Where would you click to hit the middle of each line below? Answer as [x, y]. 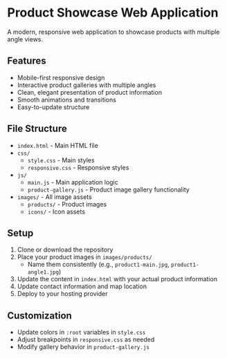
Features [27, 61]
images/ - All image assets [54, 197]
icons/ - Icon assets [56, 211]
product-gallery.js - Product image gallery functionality [109, 189]
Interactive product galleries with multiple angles [87, 85]
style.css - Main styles [61, 160]
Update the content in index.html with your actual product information [117, 279]
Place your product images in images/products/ [84, 257]
